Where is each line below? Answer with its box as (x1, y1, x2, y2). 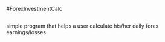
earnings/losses (6, 29, 47, 36)
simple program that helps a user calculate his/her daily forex (6, 22, 159, 29)
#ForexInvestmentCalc (6, 5, 62, 12)
